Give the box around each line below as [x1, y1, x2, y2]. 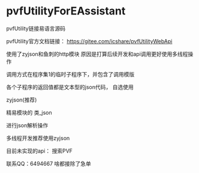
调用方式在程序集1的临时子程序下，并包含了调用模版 [6, 70, 135, 77]
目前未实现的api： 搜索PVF [6, 147, 73, 154]
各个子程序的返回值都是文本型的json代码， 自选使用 [6, 83, 134, 91]
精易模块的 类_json [6, 109, 52, 116]
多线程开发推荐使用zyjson [6, 134, 70, 142]
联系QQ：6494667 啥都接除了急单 [6, 160, 92, 167]
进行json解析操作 [6, 121, 49, 129]
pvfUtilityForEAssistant [6, 4, 126, 18]
